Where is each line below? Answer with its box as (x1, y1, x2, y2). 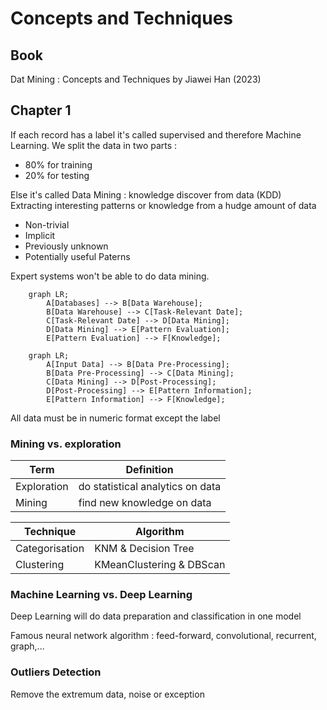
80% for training (24, 158, 93, 171)
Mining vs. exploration (10, 437, 122, 451)
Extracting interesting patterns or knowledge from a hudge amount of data (10, 199, 317, 211)
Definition (125, 463, 174, 477)
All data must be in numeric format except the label (10, 412, 221, 424)
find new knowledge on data (78, 496, 212, 510)
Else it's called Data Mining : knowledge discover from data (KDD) (10, 188, 282, 201)
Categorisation (15, 542, 85, 556)
